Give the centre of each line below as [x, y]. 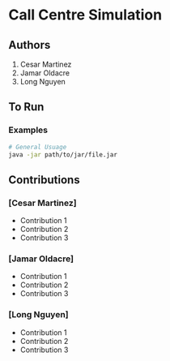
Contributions [44, 180]
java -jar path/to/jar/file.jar [63, 155]
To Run [26, 107]
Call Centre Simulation [85, 15]
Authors [30, 45]
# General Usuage [38, 147]
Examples [28, 130]
